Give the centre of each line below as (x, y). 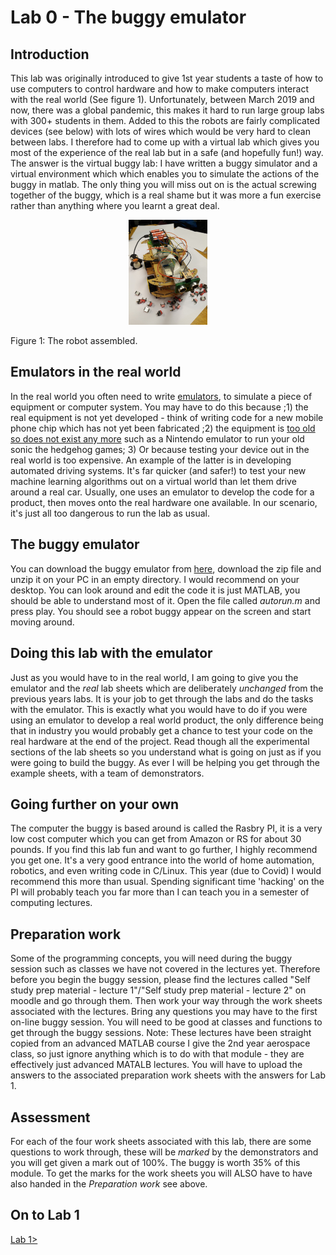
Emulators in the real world (96, 372)
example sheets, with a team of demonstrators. (107, 773)
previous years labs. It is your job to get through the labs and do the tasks (162, 698)
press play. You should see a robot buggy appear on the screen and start (161, 611)
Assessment (50, 1117)
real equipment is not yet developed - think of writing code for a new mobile (167, 417)
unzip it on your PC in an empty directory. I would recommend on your (155, 579)
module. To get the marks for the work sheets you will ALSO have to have (161, 1173)
